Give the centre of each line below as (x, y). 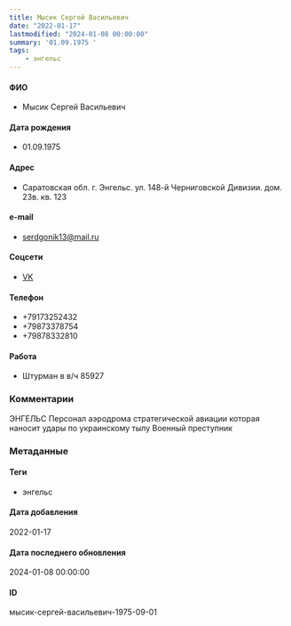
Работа (23, 356)
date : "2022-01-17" (45, 26)
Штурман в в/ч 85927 (63, 376)
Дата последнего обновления (67, 552)
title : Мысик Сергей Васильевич (69, 17)
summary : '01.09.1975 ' (53, 42)
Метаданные (39, 451)
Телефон (27, 297)
